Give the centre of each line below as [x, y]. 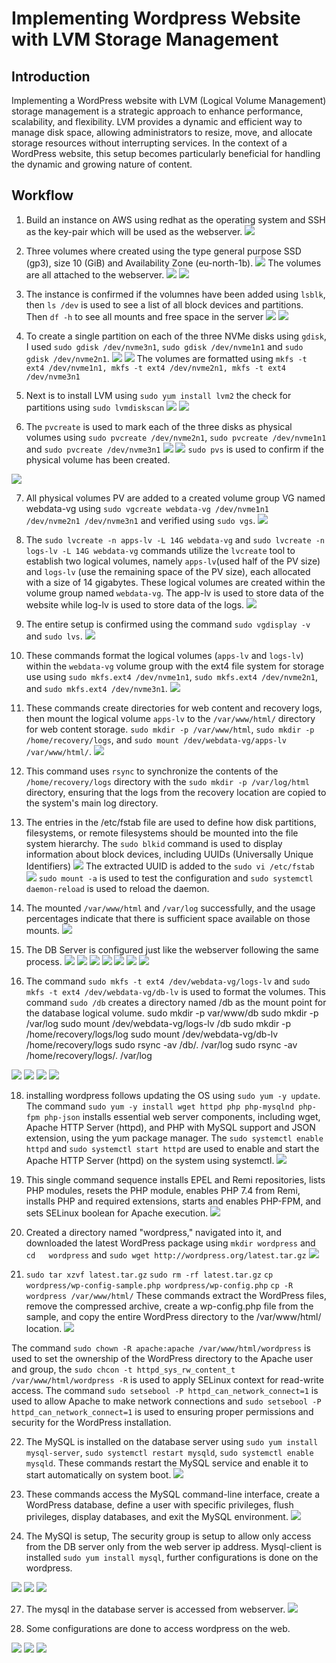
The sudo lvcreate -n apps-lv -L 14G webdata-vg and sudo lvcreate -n [175, 539]
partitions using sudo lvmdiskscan [95, 407]
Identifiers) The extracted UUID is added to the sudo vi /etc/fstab [170, 866]
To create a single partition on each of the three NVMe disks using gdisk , [176, 336]
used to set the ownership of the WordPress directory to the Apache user [162, 1358]
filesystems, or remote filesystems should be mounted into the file [162, 833]
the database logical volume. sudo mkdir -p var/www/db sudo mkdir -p [172, 1013]
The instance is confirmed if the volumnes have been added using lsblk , [175, 294]
